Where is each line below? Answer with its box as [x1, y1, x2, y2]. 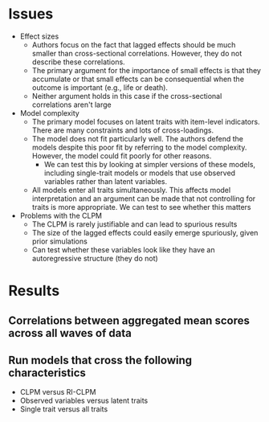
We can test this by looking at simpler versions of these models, [43, 159, 255, 169]
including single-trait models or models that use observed [43, 168, 235, 178]
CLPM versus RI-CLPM [19, 387, 96, 397]
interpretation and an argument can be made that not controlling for [31, 194, 256, 203]
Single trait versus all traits [19, 404, 108, 414]
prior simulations [31, 236, 88, 246]
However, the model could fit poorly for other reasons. [31, 150, 212, 161]
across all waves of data [8, 326, 132, 340]
